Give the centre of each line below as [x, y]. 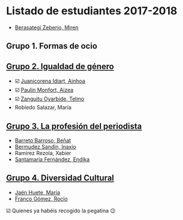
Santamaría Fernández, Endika [52, 159]
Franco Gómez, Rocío [41, 199]
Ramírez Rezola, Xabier [43, 153]
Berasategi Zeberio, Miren [47, 27]
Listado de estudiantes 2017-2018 [92, 11]
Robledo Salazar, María [43, 108]
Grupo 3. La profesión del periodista [74, 126]
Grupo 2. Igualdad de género [60, 66]
